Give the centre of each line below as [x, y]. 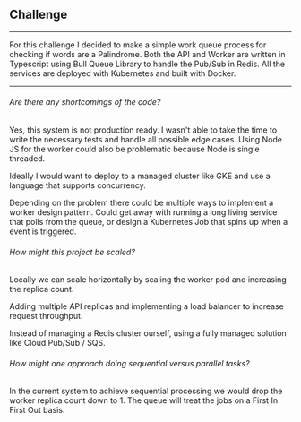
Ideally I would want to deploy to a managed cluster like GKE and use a [140, 176]
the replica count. [42, 289]
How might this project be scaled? [73, 252]
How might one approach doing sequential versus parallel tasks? [129, 363]
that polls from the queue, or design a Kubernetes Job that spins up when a [149, 222]
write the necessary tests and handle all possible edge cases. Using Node [146, 140]
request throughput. [46, 316]
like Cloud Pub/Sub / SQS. [57, 343]
